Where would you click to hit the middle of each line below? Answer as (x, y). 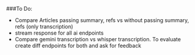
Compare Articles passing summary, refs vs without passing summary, (102, 20)
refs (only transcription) (44, 27)
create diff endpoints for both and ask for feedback (78, 45)
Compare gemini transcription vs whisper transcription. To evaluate (98, 39)
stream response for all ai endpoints (59, 33)
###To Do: (19, 9)
